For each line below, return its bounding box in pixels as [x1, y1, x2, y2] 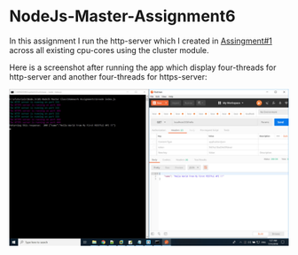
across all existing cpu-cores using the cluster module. [9, 44, 210, 55]
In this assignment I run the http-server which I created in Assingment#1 [9, 35, 272, 46]
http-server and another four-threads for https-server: [9, 71, 208, 81]
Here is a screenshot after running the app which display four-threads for [9, 62, 277, 73]
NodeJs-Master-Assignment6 [9, 6, 236, 27]
